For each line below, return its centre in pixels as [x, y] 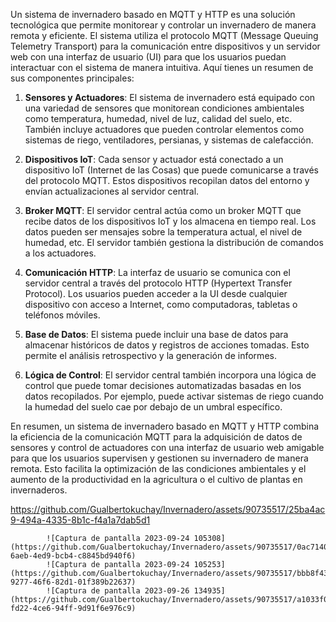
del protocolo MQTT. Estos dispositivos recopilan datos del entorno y [167, 180]
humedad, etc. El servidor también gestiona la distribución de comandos [174, 242]
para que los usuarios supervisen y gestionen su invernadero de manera [159, 458]
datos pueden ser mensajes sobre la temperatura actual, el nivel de [163, 232]
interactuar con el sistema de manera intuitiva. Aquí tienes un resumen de [162, 67]
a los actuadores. [60, 253]
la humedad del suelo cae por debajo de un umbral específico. [153, 407]
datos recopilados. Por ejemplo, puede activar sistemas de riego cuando [174, 396]
